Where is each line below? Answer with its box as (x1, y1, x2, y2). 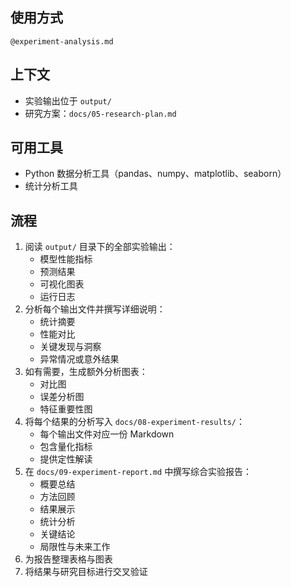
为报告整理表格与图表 (24, 553, 113, 565)
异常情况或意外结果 (39, 353, 120, 365)
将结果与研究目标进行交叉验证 (24, 566, 148, 578)
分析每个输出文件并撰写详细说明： (24, 303, 166, 315)
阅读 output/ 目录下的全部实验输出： (24, 241, 176, 253)
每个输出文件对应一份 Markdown (39, 428, 175, 440)
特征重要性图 (39, 403, 93, 415)
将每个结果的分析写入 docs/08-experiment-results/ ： (24, 416, 246, 428)
